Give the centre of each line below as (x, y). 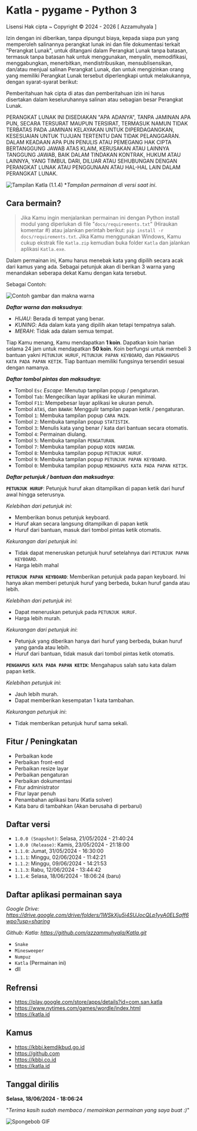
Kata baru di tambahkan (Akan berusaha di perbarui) (78, 806)
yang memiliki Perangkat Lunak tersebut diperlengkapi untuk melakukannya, (98, 75)
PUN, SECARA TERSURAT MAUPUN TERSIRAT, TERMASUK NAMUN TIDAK (97, 123)
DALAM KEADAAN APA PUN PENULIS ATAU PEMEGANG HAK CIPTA (89, 142)
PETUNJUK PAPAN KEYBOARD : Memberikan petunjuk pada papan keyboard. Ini (96, 576)
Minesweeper (29, 951)
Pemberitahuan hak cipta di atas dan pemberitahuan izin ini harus (85, 93)
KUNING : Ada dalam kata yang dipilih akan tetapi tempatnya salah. (95, 325)
